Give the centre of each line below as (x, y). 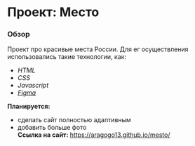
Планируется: (29, 107)
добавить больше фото (52, 128)
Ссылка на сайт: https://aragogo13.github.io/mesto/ (94, 135)
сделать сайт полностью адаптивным (74, 120)
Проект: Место (53, 12)
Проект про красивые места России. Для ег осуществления (98, 49)
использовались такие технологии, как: (67, 57)
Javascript (33, 86)
